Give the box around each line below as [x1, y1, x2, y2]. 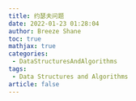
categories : [8, 50, 49, 58]
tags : [8, 65, 27, 73]
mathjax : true [8, 42, 57, 50]
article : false [8, 80, 60, 88]
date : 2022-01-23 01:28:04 [8, 20, 100, 28]
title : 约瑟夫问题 [8, 11, 65, 20]
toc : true [8, 34, 42, 43]
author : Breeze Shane [8, 27, 82, 35]
